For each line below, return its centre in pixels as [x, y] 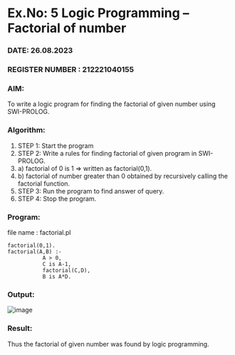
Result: [20, 329]
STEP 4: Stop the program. [57, 198]
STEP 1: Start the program [56, 145]
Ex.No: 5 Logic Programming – [98, 13]
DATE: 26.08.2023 [40, 51]
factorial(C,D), [67, 270]
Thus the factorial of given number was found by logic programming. [108, 344]
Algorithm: [26, 130]
